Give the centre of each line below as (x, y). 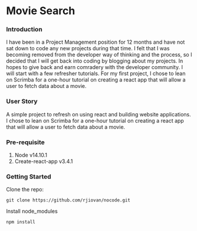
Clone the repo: (25, 190)
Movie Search (41, 11)
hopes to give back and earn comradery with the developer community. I (94, 67)
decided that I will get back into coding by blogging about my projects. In (95, 61)
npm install (21, 222)
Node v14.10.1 (31, 155)
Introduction (24, 30)
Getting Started (29, 177)
